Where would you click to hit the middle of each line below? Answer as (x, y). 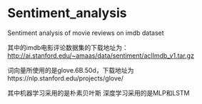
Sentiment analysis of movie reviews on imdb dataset (86, 33)
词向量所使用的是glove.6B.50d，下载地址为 (71, 70)
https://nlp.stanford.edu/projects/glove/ (65, 78)
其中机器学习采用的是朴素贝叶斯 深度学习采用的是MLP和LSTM (99, 93)
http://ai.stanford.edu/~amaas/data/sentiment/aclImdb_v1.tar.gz (101, 56)
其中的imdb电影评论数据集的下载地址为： (68, 47)
